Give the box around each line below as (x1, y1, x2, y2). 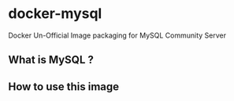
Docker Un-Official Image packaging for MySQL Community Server (8, 31, 227, 40)
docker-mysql (8, 5, 102, 23)
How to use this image (8, 80, 120, 93)
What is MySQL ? (8, 53, 95, 67)
